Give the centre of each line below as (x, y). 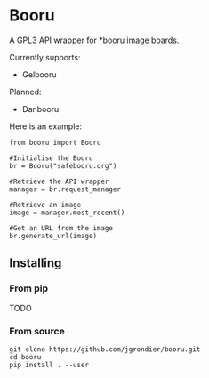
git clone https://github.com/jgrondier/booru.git (105, 349)
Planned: (25, 92)
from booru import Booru (55, 142)
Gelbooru (39, 74)
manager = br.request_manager (65, 189)
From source (37, 331)
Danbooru (40, 109)
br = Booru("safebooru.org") (63, 165)
